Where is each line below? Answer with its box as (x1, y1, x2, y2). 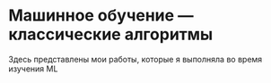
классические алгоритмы (8, 24, 214, 45)
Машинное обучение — (8, 5, 194, 26)
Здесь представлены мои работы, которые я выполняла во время (8, 54, 263, 64)
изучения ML (8, 63, 58, 74)
